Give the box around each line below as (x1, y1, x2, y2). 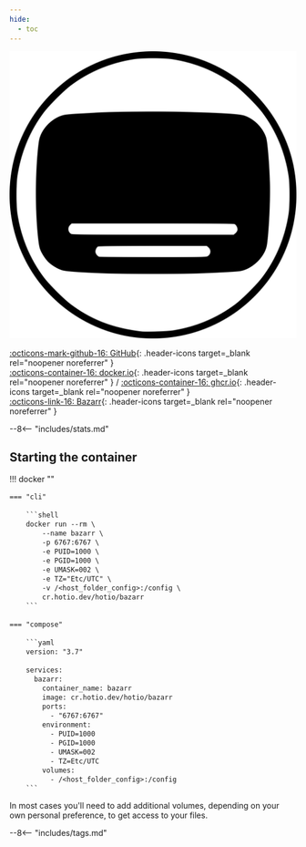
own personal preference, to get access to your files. (9, 810, 208, 821)
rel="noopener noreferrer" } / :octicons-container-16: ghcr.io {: (9, 377, 243, 387)
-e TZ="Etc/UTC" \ (42, 574, 112, 584)
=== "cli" (9, 492, 47, 501)
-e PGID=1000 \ (42, 556, 100, 565)
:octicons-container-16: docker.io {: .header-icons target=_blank (9, 367, 249, 377)
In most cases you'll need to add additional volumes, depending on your (9, 801, 280, 811)
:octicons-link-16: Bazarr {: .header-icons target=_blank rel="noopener (9, 396, 273, 407)
